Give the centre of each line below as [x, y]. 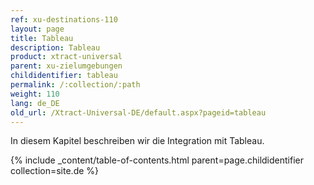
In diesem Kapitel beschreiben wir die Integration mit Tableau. [137, 141]
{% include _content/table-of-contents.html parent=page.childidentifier [157, 160]
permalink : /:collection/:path [75, 85]
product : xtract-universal [66, 57]
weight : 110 [35, 94]
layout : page [37, 29]
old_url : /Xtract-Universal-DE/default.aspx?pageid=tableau [138, 112]
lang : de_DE [35, 103]
